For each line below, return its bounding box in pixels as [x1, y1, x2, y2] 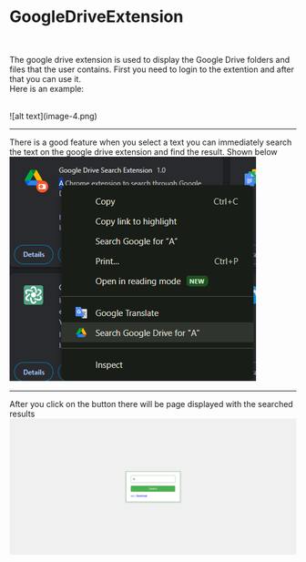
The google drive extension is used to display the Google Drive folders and [9, 54, 291, 65]
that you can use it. [9, 73, 82, 84]
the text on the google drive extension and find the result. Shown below [9, 146, 278, 157]
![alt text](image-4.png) [9, 110, 97, 121]
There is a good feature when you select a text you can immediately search [9, 137, 292, 148]
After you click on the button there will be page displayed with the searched [9, 398, 293, 409]
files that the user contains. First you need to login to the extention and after [9, 64, 294, 75]
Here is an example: [9, 83, 85, 94]
